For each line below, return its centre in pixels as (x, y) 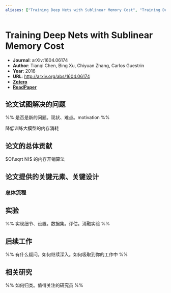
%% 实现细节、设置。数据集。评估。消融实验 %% (58, 224)
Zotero (20, 81)
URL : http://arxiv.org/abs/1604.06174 (51, 76)
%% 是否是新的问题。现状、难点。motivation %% (58, 118)
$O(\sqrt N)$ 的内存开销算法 (35, 159)
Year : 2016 (24, 71)
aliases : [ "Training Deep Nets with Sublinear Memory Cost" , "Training (83, 10)
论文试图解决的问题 (35, 104)
